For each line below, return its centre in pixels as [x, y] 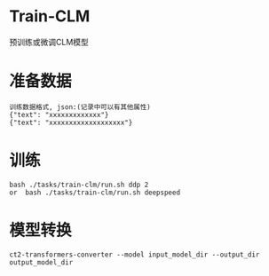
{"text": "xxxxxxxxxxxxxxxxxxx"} [71, 122]
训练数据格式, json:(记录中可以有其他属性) [80, 107]
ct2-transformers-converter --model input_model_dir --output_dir [134, 255]
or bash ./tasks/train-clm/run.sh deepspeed [95, 193]
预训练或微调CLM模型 [49, 42]
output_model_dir [41, 262]
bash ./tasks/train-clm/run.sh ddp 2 [79, 185]
